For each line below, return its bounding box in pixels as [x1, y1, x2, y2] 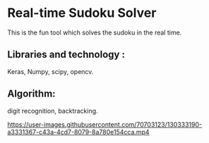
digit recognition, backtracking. [7, 106, 98, 115]
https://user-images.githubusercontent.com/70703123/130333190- [7, 120, 203, 128]
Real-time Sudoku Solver [7, 5, 157, 21]
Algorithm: [7, 88, 56, 100]
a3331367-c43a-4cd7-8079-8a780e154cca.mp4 [7, 128, 150, 136]
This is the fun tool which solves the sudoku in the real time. [7, 28, 182, 37]
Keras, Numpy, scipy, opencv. [7, 67, 94, 75]
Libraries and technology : [7, 49, 126, 61]
